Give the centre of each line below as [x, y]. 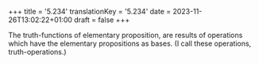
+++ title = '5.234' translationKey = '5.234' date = [90, 11]
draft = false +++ [102, 20]
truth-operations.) [37, 52]
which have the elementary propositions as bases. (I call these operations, [130, 43]
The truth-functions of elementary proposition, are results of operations [126, 35]
